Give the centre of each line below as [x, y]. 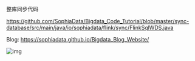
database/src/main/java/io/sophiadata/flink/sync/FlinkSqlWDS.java [90, 27]
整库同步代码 [22, 9]
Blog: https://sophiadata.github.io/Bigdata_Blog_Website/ [78, 39]
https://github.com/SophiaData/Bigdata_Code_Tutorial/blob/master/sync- [98, 21]
